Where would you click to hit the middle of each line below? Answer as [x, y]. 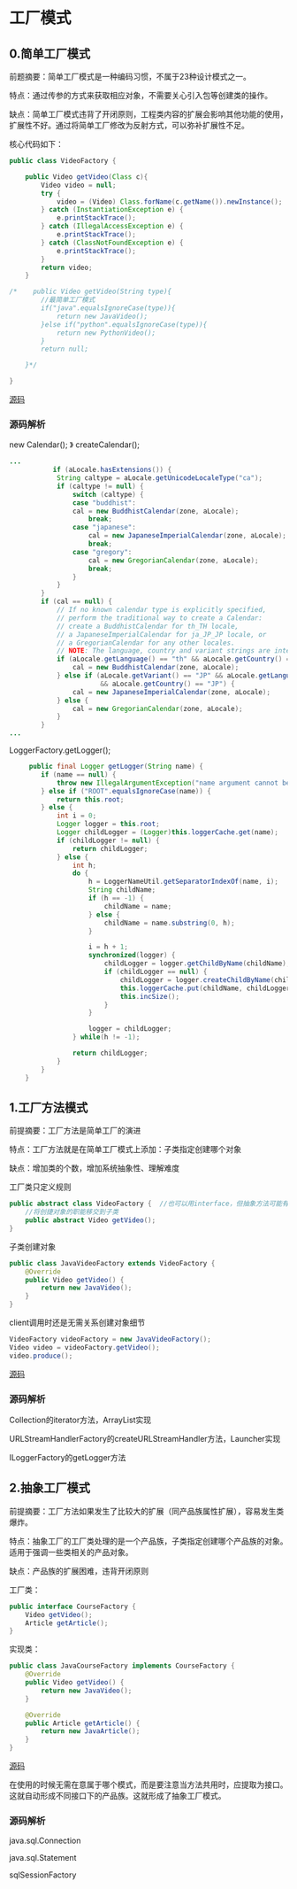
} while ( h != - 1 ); [106, 1037]
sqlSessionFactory [43, 1875]
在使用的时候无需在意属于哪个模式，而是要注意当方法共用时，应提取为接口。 [148, 1784]
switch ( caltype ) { [108, 494]
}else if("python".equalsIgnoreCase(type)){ [124, 324]
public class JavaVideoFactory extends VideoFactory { [112, 1263]
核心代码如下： [36, 144]
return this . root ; [90, 799]
